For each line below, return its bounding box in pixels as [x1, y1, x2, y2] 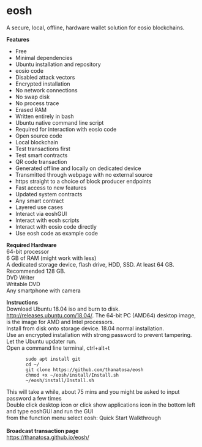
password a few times [6, 394, 62, 402]
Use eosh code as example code [15, 229, 98, 237]
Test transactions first [15, 145, 70, 152]
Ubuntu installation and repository [15, 61, 101, 68]
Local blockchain [15, 138, 58, 146]
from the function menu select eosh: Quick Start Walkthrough [6, 414, 161, 421]
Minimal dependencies [15, 54, 73, 61]
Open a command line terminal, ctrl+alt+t [6, 344, 110, 352]
